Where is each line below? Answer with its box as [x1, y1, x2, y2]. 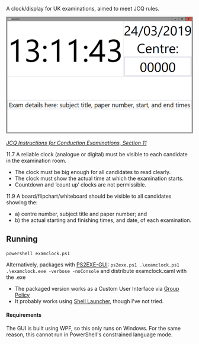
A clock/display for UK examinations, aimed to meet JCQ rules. [6, 5, 160, 12]
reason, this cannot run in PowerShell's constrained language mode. [6, 331, 173, 338]
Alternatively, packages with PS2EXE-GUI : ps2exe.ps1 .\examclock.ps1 [6, 261, 179, 268]
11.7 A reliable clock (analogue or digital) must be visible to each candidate [6, 151, 188, 158]
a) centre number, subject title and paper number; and [14, 210, 147, 218]
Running [6, 234, 38, 244]
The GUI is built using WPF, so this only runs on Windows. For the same [6, 324, 181, 332]
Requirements [6, 311, 42, 319]
